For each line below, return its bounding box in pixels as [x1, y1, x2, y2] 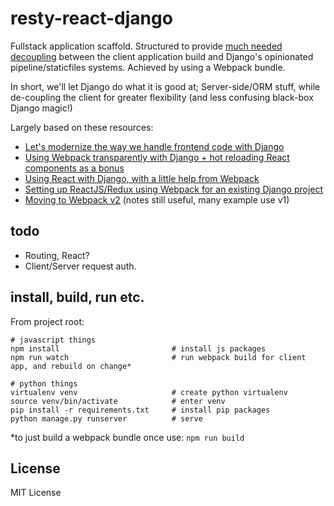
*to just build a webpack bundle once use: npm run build [10, 431, 245, 443]
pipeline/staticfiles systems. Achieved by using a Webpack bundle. [10, 61, 286, 73]
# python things [10, 378, 78, 389]
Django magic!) [10, 102, 73, 114]
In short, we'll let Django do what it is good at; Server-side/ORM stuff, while [10, 80, 321, 92]
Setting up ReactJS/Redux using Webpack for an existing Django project [24, 183, 324, 195]
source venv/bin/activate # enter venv [10, 396, 226, 406]
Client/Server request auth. [24, 260, 137, 272]
